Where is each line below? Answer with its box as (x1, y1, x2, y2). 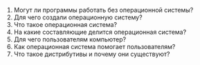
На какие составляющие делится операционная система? (13, 28, 187, 36)
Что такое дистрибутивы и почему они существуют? (13, 50, 171, 58)
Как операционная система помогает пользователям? (13, 43, 176, 50)
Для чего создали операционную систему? (13, 13, 143, 21)
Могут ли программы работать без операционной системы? (13, 6, 194, 14)
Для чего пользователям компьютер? (13, 35, 127, 44)
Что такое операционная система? (13, 21, 118, 28)
